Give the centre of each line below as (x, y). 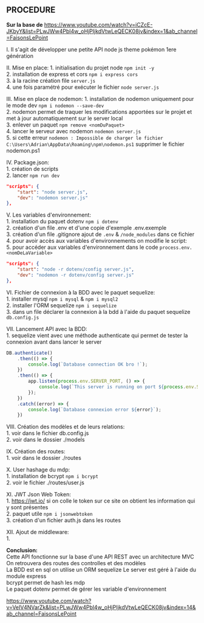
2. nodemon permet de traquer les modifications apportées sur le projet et (99, 111)
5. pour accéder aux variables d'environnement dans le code (82, 247)
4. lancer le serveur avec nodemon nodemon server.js (74, 131)
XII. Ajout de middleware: (38, 532)
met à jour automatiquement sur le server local (65, 118)
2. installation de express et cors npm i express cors (72, 74)
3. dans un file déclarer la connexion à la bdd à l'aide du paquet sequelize (98, 311)
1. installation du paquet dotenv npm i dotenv (62, 221)
